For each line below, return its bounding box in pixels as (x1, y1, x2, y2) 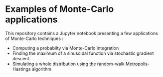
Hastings (12, 66, 31, 72)
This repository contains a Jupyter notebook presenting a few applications (5, 30, 158, 36)
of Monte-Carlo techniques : (5, 36, 64, 41)
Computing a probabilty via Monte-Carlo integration (12, 45, 119, 51)
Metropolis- (125, 61, 150, 67)
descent (12, 55, 29, 61)
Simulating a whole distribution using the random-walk (12, 61, 125, 67)
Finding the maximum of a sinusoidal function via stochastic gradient (12, 50, 154, 56)
